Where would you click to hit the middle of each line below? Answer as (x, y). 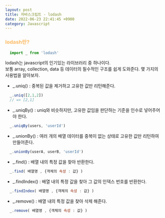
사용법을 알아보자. (23, 75)
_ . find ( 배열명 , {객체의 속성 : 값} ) (46, 171)
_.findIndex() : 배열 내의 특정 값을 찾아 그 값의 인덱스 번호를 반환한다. (80, 181)
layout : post (19, 10)
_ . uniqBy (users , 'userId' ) (38, 126)
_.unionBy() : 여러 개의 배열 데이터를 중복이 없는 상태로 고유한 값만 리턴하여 (86, 136)
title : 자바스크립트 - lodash (33, 14)
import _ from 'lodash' (34, 53)
